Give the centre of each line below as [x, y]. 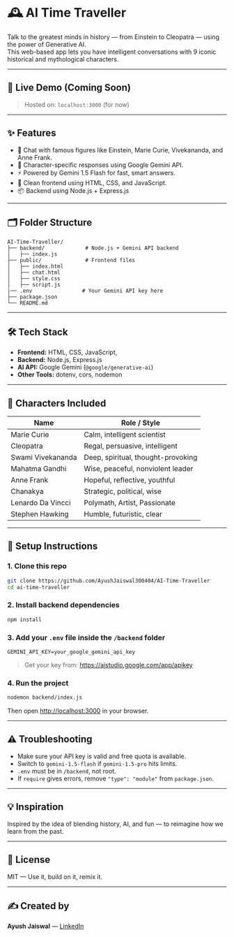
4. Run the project [38, 683]
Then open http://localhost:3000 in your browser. [78, 711]
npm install [24, 619]
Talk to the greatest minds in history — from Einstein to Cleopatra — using [113, 37]
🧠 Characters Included [57, 403]
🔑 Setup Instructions [53, 546]
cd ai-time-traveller [39, 587]
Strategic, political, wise [122, 491]
